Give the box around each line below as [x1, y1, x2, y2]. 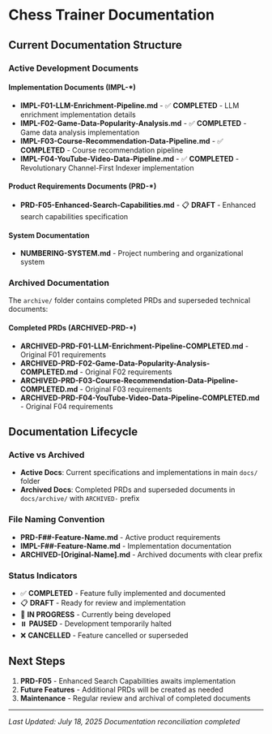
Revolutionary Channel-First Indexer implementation [19, 162, 194, 172]
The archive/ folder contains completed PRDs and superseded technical [8, 296, 251, 305]
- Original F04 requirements [19, 401, 113, 411]
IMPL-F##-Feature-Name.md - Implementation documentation [19, 541, 232, 550]
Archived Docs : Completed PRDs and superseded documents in [19, 485, 236, 494]
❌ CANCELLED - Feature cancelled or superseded [19, 630, 189, 640]
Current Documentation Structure [8, 38, 182, 52]
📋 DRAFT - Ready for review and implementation [19, 598, 186, 607]
